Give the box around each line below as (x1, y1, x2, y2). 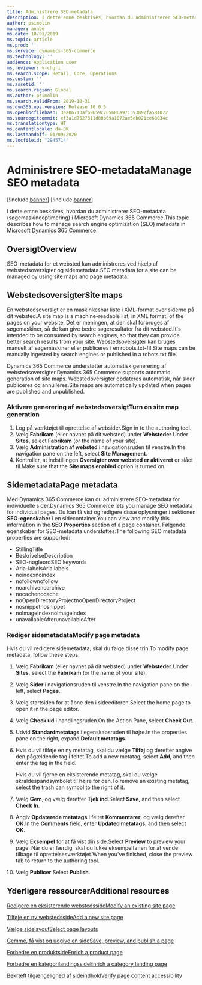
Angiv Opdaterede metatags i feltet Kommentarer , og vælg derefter (15, 813, 185, 820)
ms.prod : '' (7, 43, 37, 49)
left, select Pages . (15, 687, 61, 694)
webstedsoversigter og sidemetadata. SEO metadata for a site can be (7, 266, 177, 273)
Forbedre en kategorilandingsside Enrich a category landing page (7, 960, 167, 968)
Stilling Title (15, 546, 43, 553)
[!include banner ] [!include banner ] (7, 196, 94, 203)
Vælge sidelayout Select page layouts (7, 925, 98, 932)
